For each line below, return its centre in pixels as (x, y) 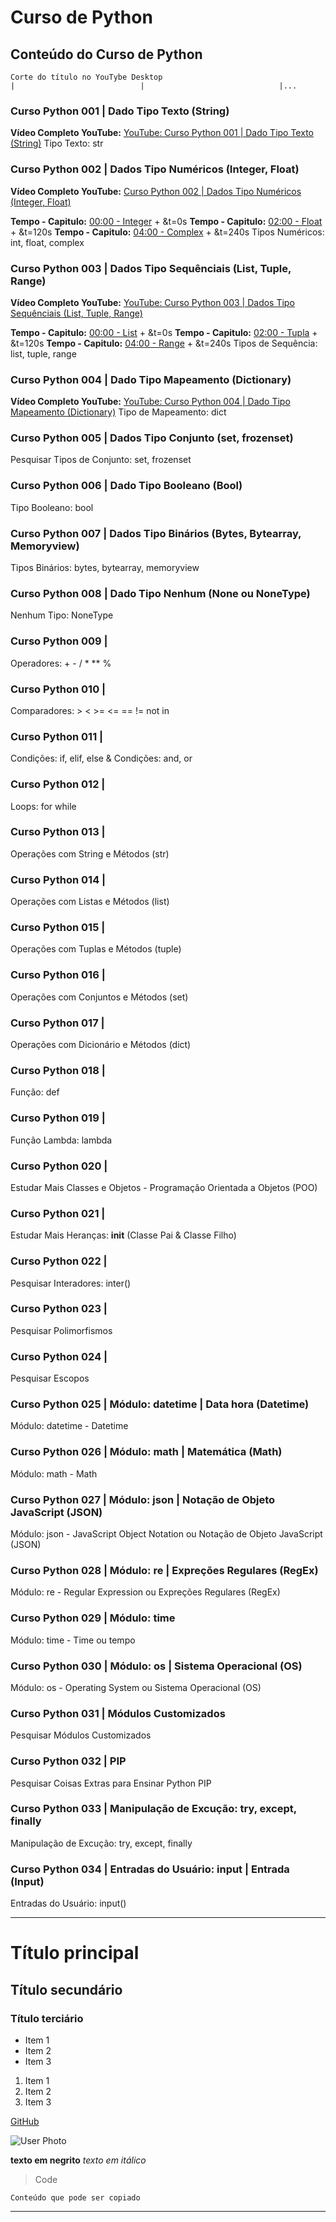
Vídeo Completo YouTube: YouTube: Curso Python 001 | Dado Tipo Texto (162, 133)
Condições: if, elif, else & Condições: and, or (101, 758)
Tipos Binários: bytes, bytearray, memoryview (105, 568)
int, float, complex (47, 242)
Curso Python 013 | (58, 832)
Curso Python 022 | (59, 1261)
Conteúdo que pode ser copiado (75, 2197)
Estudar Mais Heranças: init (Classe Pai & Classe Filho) (123, 1235)
